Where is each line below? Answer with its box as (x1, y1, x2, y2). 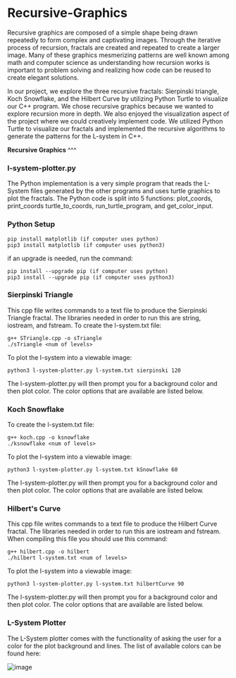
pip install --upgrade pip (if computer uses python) (7, 267, 169, 274)
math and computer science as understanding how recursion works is (7, 58, 210, 66)
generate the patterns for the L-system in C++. (7, 132, 143, 140)
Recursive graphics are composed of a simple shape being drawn (7, 28, 198, 37)
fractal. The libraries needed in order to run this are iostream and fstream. (7, 527, 221, 535)
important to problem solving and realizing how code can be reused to (7, 66, 211, 74)
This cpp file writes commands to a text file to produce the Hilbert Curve (7, 520, 218, 528)
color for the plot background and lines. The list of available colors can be (7, 641, 222, 650)
